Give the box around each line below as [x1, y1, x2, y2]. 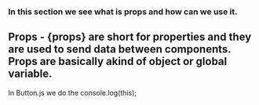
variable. [8, 67, 53, 81]
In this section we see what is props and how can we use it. [8, 6, 238, 17]
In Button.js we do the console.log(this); [8, 88, 137, 97]
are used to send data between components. [8, 42, 232, 56]
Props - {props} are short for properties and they [8, 31, 252, 44]
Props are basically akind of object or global [8, 55, 228, 68]
